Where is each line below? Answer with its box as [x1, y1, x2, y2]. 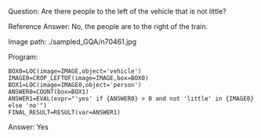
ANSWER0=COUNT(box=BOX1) [8, 88, 89, 96]
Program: [8, 53, 38, 61]
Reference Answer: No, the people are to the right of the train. [8, 22, 208, 31]
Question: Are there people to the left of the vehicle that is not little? [8, 7, 227, 16]
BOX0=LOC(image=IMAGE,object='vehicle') [8, 67, 143, 75]
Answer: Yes [8, 122, 49, 132]
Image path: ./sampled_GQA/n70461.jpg [8, 37, 137, 46]
